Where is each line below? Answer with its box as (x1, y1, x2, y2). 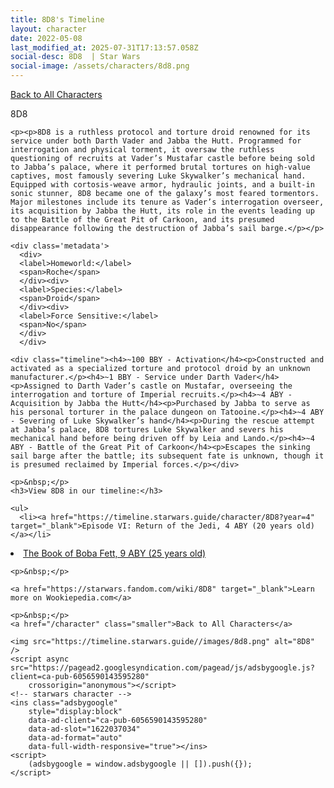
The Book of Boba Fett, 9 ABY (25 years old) (23, 547, 207, 559)
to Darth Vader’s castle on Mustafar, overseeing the (63, 381, 293, 391)
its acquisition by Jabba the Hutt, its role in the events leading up (10, 206, 315, 216)
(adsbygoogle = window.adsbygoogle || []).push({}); (28, 759, 253, 769)
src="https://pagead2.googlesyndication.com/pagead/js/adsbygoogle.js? (10, 663, 315, 673)
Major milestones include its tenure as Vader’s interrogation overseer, (10, 197, 325, 207)
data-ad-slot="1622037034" (28, 724, 141, 734)
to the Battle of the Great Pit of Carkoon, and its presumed (10, 215, 275, 225)
